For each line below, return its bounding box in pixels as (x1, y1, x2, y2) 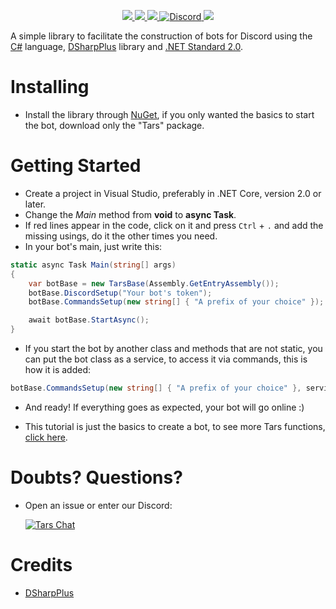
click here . (24, 431, 68, 443)
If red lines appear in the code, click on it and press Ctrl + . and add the (24, 219, 324, 231)
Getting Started (10, 155, 142, 177)
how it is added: (24, 364, 92, 375)
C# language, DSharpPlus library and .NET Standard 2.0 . (10, 41, 244, 52)
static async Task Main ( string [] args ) (10, 260, 177, 270)
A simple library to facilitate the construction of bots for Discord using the (10, 30, 313, 42)
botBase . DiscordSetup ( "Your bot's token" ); (28, 288, 213, 298)
